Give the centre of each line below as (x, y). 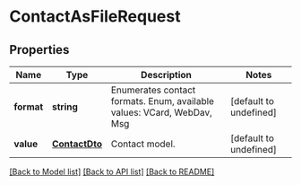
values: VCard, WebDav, (162, 112)
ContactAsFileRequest (95, 17)
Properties (39, 50)
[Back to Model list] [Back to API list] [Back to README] (112, 172)
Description (166, 75)
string (65, 107)
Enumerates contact (153, 90)
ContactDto (77, 144)
